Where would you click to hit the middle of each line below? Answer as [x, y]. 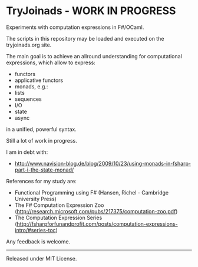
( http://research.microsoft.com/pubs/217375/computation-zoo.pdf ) [96, 211]
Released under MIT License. [42, 258]
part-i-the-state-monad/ [44, 170]
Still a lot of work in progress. [42, 140]
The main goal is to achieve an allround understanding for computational [94, 56]
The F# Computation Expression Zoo [59, 205]
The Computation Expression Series [58, 217]
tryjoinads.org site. [29, 45]
